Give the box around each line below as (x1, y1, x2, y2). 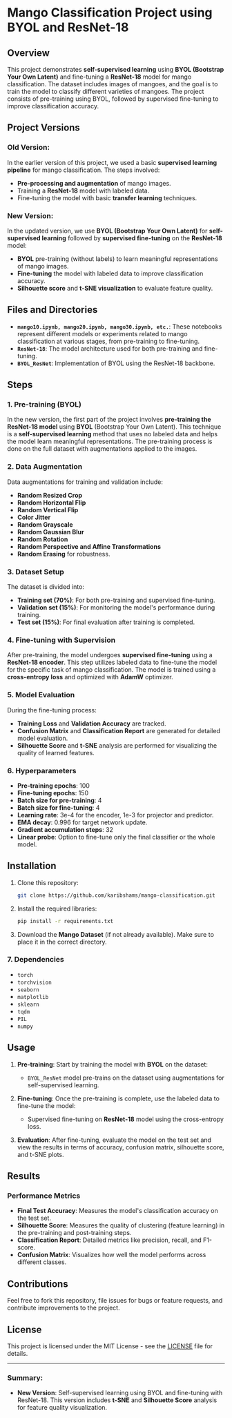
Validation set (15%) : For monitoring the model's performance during (17, 603, 215, 612)
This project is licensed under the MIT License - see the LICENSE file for (7, 1341, 213, 1350)
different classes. (17, 1258, 67, 1266)
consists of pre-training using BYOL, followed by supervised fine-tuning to (7, 95, 219, 103)
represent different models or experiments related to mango (17, 329, 188, 338)
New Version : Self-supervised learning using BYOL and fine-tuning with (17, 1389, 223, 1397)
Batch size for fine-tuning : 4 (17, 803, 100, 812)
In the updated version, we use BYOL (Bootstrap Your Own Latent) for (7, 226, 208, 235)
